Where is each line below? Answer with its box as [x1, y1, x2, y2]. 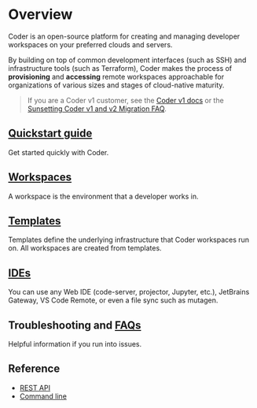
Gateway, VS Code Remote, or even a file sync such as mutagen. [8, 295, 218, 305]
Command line [19, 391, 67, 401]
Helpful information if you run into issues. [8, 339, 142, 348]
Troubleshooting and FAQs [8, 318, 141, 332]
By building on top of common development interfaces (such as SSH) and [8, 55, 247, 65]
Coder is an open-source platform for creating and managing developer [8, 32, 240, 41]
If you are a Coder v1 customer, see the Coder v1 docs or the [27, 95, 224, 105]
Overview [8, 6, 73, 24]
